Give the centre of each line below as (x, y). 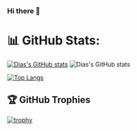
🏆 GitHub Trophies (49, 100)
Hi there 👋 (24, 11)
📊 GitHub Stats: (54, 41)
